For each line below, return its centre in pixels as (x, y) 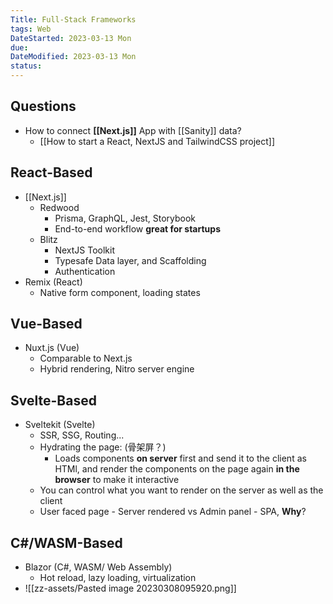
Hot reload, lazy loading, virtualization (118, 578)
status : (26, 66)
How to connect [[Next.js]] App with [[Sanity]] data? (133, 130)
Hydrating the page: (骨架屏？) (103, 447)
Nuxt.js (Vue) (52, 348)
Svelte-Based (53, 400)
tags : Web (31, 29)
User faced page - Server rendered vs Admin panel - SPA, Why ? (173, 512)
